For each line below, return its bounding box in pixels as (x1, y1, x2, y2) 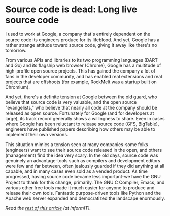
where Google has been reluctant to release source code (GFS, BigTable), (5, 121, 159, 127)
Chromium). (5, 84, 30, 90)
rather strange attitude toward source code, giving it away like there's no (5, 42, 157, 48)
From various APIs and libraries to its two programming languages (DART (5, 57, 158, 63)
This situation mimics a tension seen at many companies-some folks (5, 141, 148, 148)
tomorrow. (5, 47, 27, 53)
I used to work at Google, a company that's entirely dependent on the (5, 31, 151, 37)
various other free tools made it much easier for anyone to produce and (5, 184, 155, 191)
